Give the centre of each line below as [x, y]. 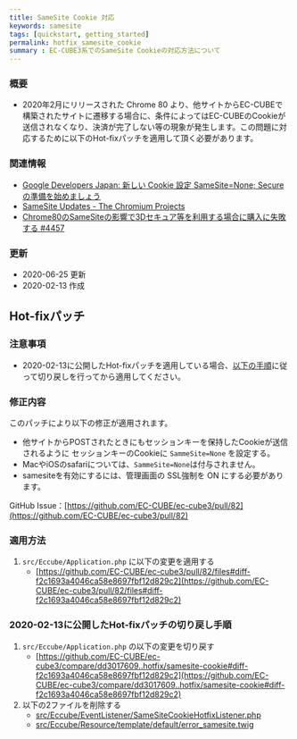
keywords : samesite [45, 26]
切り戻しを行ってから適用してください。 [111, 376]
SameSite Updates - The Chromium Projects [103, 206]
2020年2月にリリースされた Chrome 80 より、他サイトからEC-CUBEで [153, 105]
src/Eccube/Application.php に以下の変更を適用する [118, 562]
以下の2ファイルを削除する [72, 705]
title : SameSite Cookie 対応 [62, 17]
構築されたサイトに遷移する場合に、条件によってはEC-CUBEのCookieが [154, 116]
